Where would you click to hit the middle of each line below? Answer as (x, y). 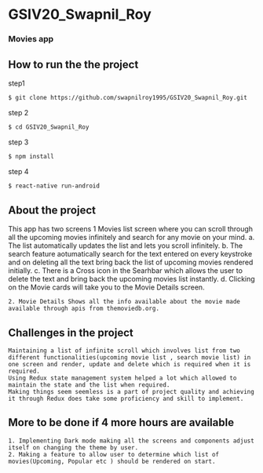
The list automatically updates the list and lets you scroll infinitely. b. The (126, 246)
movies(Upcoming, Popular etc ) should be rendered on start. (112, 461)
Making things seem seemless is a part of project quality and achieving (131, 392)
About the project (52, 210)
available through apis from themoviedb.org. (84, 309)
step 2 (18, 112)
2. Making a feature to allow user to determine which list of (114, 454)
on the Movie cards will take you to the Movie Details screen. (107, 287)
